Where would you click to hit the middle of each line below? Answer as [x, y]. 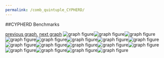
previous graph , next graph [34, 34]
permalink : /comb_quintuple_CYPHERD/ [45, 10]
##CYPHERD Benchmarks [32, 24]
